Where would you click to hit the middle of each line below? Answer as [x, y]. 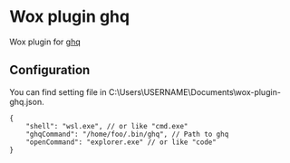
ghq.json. [27, 101]
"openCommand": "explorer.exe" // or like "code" [121, 142]
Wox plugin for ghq [45, 42]
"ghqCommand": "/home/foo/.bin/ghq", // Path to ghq [127, 134]
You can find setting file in [58, 91]
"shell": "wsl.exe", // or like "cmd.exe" [107, 126]
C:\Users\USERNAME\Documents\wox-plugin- [194, 91]
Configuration [50, 70]
